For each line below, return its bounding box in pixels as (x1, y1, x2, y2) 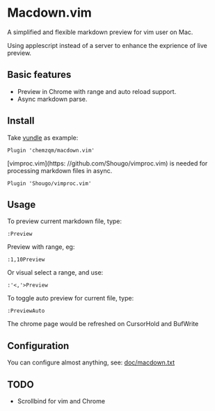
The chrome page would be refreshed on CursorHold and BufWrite (7, 320, 199, 328)
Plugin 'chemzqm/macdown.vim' (7, 147, 95, 154)
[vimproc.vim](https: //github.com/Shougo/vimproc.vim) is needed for (7, 159, 208, 168)
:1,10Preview (7, 256, 45, 264)
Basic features (7, 69, 72, 81)
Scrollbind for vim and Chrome (17, 397, 106, 405)
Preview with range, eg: (7, 243, 75, 251)
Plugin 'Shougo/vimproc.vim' (7, 179, 92, 187)
